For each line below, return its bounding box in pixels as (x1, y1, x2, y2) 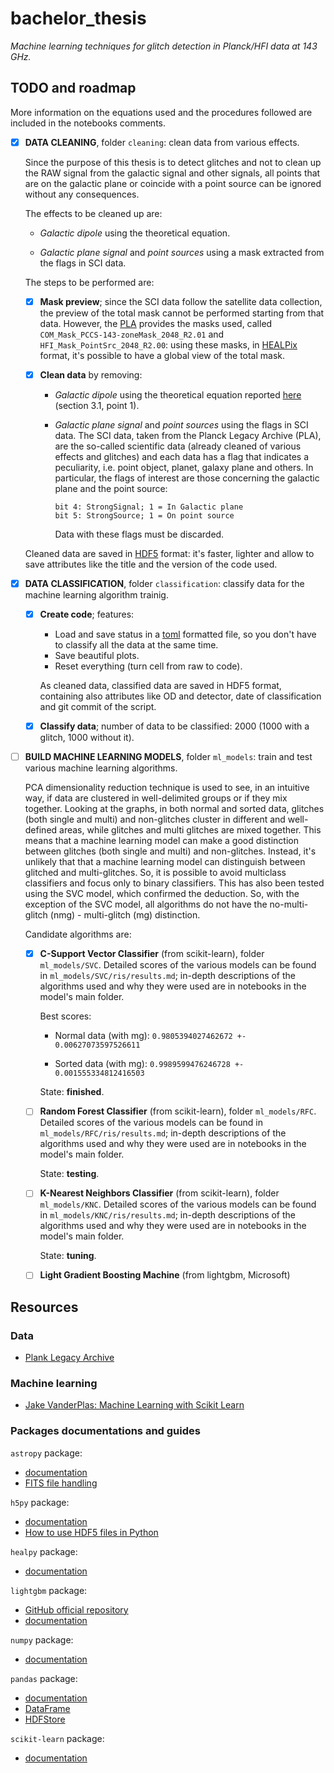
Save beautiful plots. (54, 650, 140, 662)
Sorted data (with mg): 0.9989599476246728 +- (54, 1058, 245, 1070)
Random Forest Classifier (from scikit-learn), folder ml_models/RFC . (39, 1105, 317, 1117)
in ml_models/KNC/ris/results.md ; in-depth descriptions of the (39, 1209, 297, 1221)
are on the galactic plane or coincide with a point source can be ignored (24, 177, 322, 189)
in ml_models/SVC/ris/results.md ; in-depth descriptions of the (39, 970, 297, 982)
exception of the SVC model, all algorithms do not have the (24, 898, 268, 911)
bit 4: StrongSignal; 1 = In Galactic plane (54, 502, 244, 512)
